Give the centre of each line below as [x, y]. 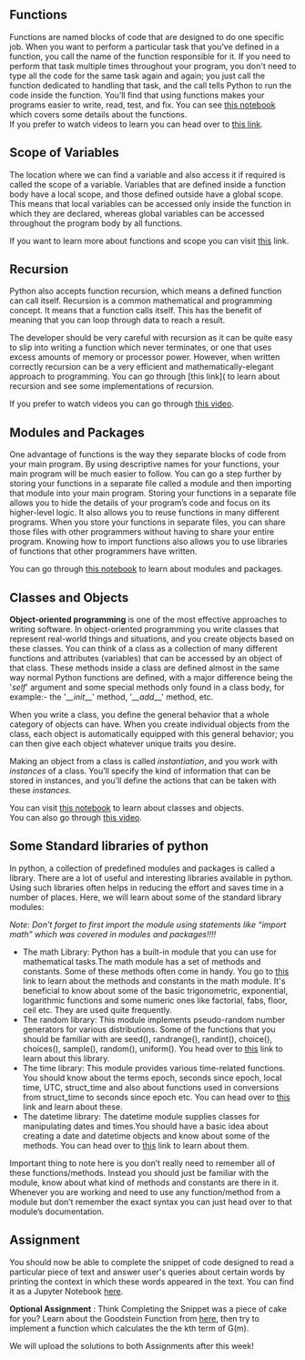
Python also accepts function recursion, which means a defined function [146, 291]
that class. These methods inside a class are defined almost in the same [144, 668]
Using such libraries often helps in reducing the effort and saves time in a [147, 887]
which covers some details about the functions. [98, 114]
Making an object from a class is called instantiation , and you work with [144, 762]
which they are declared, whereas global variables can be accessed [137, 213]
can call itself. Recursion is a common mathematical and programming [141, 301]
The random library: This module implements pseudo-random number [154, 1019]
